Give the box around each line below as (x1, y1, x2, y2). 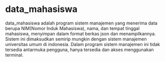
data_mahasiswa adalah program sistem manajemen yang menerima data (5, 20, 157, 26)
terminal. (5, 51, 24, 58)
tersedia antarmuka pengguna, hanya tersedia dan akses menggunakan (5, 46, 154, 52)
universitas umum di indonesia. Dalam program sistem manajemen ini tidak (5, 41, 160, 47)
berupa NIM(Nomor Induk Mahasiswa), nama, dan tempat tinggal (5, 25, 140, 31)
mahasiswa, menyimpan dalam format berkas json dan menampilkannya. (5, 30, 156, 36)
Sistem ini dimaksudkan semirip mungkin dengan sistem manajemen (5, 36, 147, 42)
